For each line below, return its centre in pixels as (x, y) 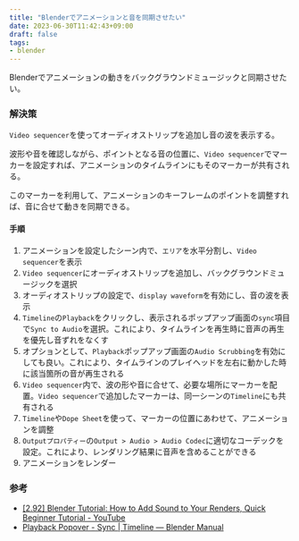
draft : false (33, 34)
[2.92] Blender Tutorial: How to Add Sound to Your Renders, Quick (144, 508)
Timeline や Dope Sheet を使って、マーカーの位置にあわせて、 (132, 418)
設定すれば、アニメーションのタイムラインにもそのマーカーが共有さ (158, 165)
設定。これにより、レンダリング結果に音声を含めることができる (139, 452)
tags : (19, 42)
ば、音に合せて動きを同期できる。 (72, 207)
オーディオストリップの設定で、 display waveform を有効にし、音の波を (151, 295)
